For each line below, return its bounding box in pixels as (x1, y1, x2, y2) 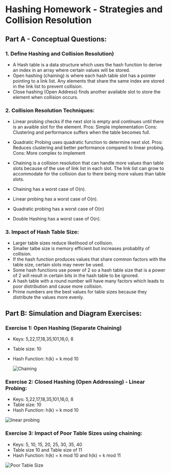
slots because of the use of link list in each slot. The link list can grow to (12, 165, 164, 171)
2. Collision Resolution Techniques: (5, 107, 95, 114)
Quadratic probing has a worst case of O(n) (12, 206, 105, 212)
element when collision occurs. (12, 94, 79, 100)
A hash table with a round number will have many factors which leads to (12, 278, 164, 284)
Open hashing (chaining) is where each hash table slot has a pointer (12, 72, 156, 79)
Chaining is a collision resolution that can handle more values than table (12, 160, 164, 166)
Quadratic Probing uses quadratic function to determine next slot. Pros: (12, 139, 163, 145)
